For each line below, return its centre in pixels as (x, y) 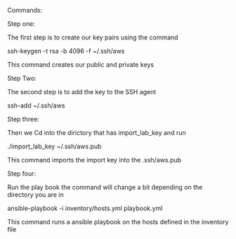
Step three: (24, 119)
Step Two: (22, 78)
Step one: (21, 24)
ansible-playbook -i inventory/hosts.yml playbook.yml (85, 208)
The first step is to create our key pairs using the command (93, 37)
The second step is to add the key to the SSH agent (82, 92)
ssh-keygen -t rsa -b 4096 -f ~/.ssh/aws (66, 51)
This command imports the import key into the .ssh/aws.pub (94, 160)
